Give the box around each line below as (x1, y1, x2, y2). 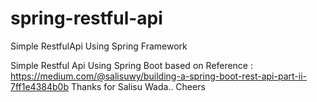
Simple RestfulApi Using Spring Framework (10, 40, 188, 52)
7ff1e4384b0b (10, 80, 69, 92)
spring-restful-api (10, 7, 163, 30)
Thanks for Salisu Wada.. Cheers (70, 80, 206, 92)
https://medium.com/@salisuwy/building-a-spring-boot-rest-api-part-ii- (10, 70, 307, 82)
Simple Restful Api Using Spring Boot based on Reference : (10, 59, 253, 71)
